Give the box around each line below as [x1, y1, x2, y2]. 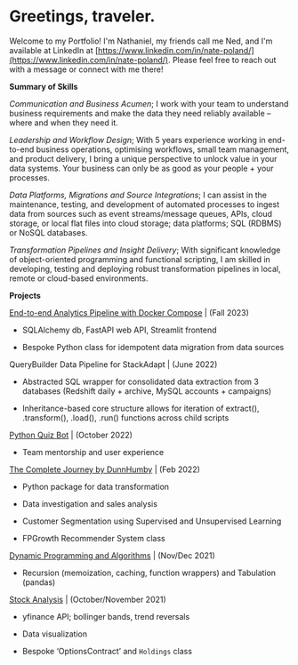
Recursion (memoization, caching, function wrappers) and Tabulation [21, 567, 277, 578]
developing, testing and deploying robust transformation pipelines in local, [9, 263, 282, 274]
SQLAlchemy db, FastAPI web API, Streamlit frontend [21, 324, 217, 335]
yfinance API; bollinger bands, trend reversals [21, 611, 190, 621]
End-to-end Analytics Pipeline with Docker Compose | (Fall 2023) [9, 307, 249, 317]
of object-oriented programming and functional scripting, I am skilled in [9, 253, 271, 264]
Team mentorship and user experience [21, 446, 165, 457]
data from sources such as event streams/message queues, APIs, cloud [9, 208, 273, 219]
